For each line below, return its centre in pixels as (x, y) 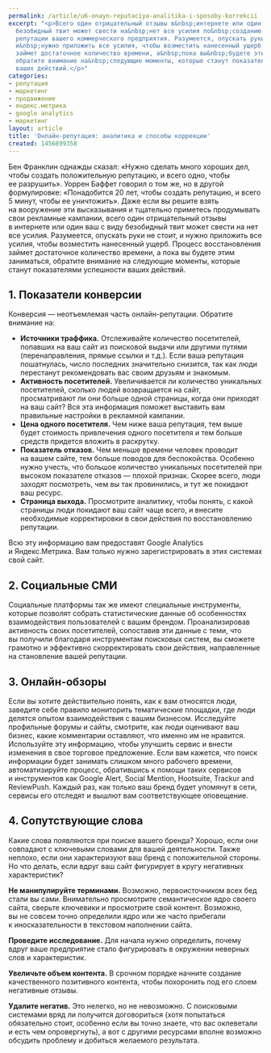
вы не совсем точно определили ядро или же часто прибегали (117, 916)
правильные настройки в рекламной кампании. (102, 416)
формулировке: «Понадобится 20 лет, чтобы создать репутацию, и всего (135, 192)
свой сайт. (26, 560)
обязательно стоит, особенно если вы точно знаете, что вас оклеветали (133, 1023)
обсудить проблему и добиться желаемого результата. (104, 1040)
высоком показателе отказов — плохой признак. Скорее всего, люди (140, 476)
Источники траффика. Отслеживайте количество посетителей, (130, 338)
